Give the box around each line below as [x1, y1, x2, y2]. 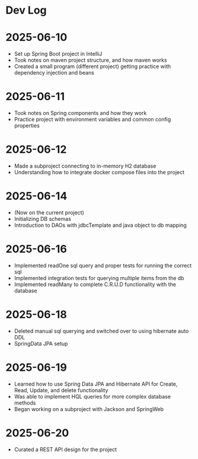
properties [14, 122, 40, 129]
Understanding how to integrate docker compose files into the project [14, 169, 185, 175]
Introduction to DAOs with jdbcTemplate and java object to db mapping [14, 222, 187, 229]
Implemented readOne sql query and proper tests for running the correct [14, 262, 192, 269]
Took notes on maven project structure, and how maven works [14, 57, 167, 64]
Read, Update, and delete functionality [14, 386, 108, 394]
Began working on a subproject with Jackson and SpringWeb [14, 405, 164, 412]
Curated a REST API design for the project [14, 445, 117, 453]
